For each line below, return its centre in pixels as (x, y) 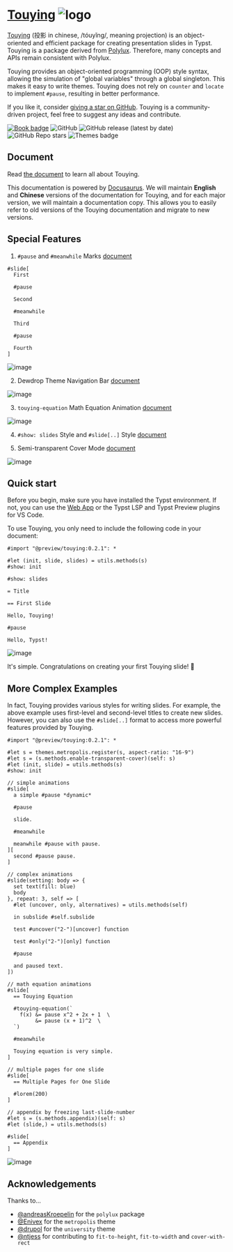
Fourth (23, 348)
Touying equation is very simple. (63, 1052)
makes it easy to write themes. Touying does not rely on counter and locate (115, 86)
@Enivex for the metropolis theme (66, 1221)
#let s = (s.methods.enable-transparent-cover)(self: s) (91, 759)
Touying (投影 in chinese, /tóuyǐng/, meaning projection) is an (95, 35)
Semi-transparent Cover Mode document (76, 448)
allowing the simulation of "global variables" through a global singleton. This (116, 78)
